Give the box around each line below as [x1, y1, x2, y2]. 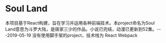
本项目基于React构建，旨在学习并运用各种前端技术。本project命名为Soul [5, 20, 155, 26]
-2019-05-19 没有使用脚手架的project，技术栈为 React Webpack [5, 32, 138, 38]
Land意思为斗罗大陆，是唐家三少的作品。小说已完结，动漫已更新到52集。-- [5, 26, 161, 32]
